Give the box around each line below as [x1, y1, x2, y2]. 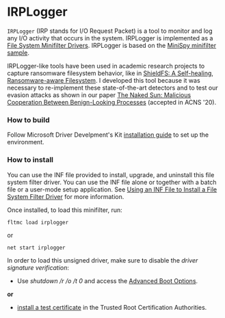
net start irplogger [7, 244, 66, 251]
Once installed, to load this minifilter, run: [7, 206, 123, 214]
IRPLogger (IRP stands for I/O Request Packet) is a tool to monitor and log [7, 27, 213, 35]
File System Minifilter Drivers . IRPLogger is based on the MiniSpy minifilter [7, 41, 217, 49]
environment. [7, 138, 44, 146]
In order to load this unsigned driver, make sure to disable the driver [7, 256, 198, 264]
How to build [7, 115, 50, 124]
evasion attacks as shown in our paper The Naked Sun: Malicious [7, 90, 191, 99]
